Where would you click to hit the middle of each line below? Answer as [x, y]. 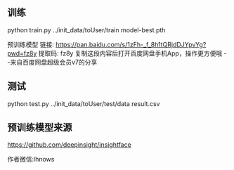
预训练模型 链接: [31, 44]
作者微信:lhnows [31, 159]
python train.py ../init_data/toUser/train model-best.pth [86, 30]
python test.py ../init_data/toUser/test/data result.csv [84, 103]
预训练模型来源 [40, 127]
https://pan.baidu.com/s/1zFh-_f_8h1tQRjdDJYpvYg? [131, 44]
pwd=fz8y [22, 53]
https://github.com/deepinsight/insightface [69, 145]
